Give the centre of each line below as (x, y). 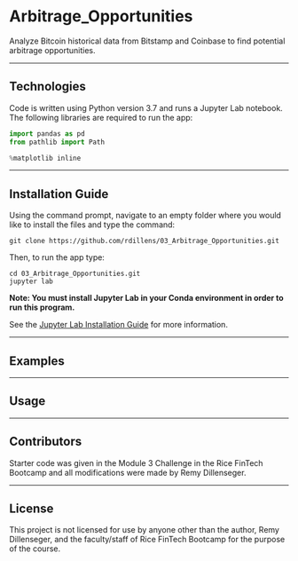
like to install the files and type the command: (92, 225)
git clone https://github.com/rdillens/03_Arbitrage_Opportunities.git (144, 241)
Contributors (46, 442)
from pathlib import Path (57, 142)
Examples (37, 361)
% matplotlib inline (45, 158)
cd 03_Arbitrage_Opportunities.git (75, 274)
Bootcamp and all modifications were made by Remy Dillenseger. (128, 472)
